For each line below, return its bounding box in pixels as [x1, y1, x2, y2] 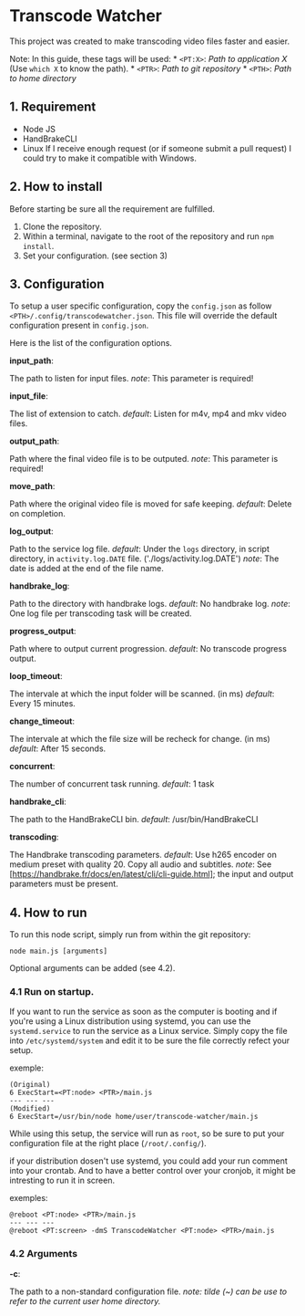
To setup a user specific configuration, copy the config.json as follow [9, 300, 272, 311]
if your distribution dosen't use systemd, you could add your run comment [9, 1155, 289, 1166]
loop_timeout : [9, 671, 63, 682]
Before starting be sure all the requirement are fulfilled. [9, 203, 216, 214]
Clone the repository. [22, 221, 102, 232]
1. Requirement [9, 99, 97, 115]
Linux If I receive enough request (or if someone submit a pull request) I [22, 142, 292, 153]
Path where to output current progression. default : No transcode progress [9, 643, 287, 654]
